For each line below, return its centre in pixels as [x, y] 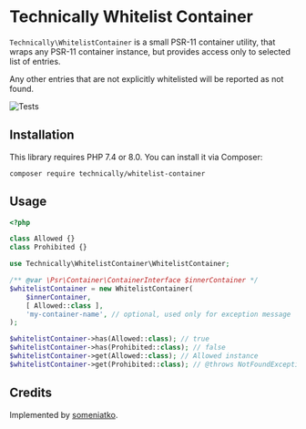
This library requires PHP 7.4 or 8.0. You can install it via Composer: [136, 157]
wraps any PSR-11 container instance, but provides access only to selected [150, 51]
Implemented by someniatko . [64, 414]
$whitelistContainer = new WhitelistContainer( [102, 289]
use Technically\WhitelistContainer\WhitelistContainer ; [120, 264]
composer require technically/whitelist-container [107, 174]
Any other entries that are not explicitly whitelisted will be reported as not [147, 78]
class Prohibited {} [49, 248]
